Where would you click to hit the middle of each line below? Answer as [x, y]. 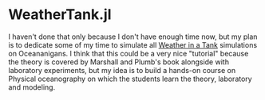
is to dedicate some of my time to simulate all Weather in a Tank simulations [133, 44]
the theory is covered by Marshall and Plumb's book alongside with [119, 62]
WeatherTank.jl [60, 15]
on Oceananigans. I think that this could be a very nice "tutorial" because [129, 53]
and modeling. [32, 87]
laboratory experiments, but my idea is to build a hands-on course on [122, 70]
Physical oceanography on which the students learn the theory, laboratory [131, 79]
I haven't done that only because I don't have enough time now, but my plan [133, 37]
